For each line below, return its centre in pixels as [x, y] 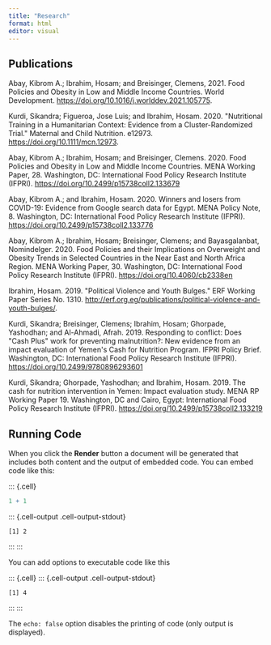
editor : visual [34, 31]
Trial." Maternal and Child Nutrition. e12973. [81, 134]
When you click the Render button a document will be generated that [123, 453]
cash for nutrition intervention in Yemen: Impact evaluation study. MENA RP [134, 391]
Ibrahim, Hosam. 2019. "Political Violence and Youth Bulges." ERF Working [132, 291]
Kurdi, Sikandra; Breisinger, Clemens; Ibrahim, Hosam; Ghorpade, [117, 324]
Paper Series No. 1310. [46, 300]
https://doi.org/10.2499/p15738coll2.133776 [81, 225]
